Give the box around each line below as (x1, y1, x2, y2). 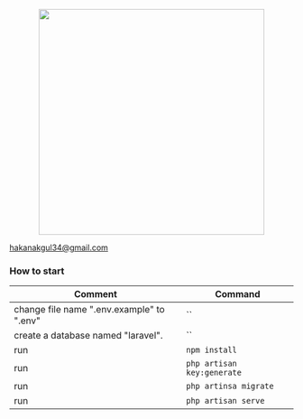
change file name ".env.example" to (14, 303, 165, 316)
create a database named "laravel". (14, 330, 164, 342)
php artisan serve (186, 396, 265, 406)
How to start (9, 265, 65, 277)
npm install (186, 345, 237, 356)
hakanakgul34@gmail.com (9, 242, 108, 253)
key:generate (186, 368, 242, 378)
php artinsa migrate (186, 381, 274, 392)
